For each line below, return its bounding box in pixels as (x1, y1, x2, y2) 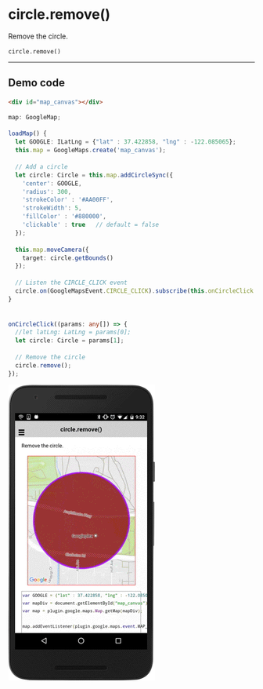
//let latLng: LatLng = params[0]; (15, 328, 131, 337)
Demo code (8, 76, 65, 89)
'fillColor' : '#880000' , (22, 213, 107, 221)
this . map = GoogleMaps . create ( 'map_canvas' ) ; (15, 147, 167, 155)
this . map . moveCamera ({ (15, 246, 89, 253)
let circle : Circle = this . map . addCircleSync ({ (15, 171, 174, 179)
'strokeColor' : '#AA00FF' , (22, 196, 113, 204)
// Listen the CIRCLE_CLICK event (15, 279, 128, 287)
